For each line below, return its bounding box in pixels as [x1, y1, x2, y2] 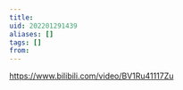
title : [9, 12, 34, 22]
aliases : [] [9, 29, 54, 38]
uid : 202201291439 [9, 21, 78, 30]
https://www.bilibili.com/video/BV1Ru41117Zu [9, 70, 174, 81]
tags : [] [9, 37, 42, 47]
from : [9, 46, 29, 55]
